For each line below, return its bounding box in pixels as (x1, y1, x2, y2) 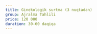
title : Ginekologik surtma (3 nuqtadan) (5, 7, 93, 12)
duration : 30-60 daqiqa (5, 21, 56, 26)
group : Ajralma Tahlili (5, 12, 56, 17)
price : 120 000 (5, 16, 38, 21)
